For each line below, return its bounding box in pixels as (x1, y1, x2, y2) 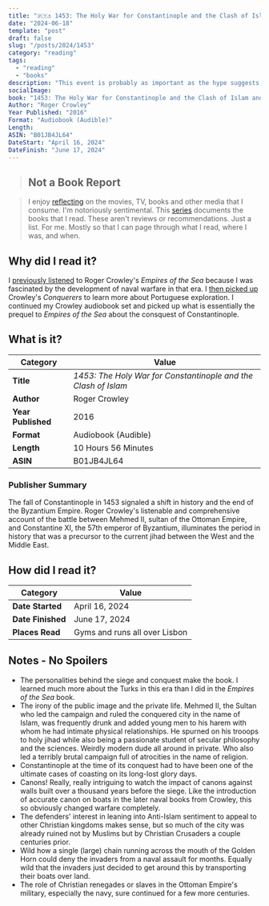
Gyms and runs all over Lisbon (73, 626, 188, 637)
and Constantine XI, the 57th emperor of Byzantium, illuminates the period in (8, 523, 261, 533)
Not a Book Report (27, 176, 122, 189)
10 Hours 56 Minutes (73, 442, 154, 453)
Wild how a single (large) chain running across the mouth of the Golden (19, 845, 256, 855)
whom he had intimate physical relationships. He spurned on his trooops (19, 726, 259, 736)
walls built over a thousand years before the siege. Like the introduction (19, 786, 256, 795)
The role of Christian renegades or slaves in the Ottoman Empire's (19, 880, 238, 889)
